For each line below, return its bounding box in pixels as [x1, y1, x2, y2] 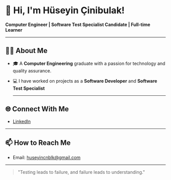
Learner [5, 27, 23, 33]
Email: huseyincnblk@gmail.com [12, 155, 81, 161]
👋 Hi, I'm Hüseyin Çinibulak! [5, 5, 125, 16]
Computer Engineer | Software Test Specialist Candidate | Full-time [5, 21, 151, 28]
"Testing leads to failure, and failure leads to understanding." [17, 169, 145, 175]
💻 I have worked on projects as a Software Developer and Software [12, 78, 158, 84]
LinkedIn [12, 118, 31, 124]
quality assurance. [12, 67, 52, 73]
